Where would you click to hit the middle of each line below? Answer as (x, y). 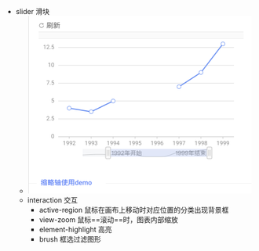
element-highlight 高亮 (75, 229)
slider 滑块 (32, 11)
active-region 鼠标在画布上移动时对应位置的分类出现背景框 (134, 210)
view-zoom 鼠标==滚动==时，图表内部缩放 (109, 219)
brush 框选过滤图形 (70, 239)
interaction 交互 (53, 200)
